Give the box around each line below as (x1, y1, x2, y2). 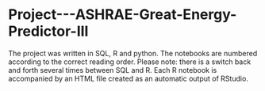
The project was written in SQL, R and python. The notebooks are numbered (8, 48, 258, 58)
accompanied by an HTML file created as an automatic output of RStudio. (8, 74, 248, 83)
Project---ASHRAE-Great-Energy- (8, 6, 237, 24)
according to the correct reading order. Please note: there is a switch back (8, 57, 252, 66)
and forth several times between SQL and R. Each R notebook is (8, 65, 217, 74)
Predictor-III (8, 22, 89, 40)
